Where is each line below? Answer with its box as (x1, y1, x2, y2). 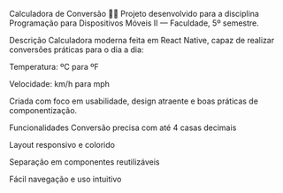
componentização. (9, 105, 78, 115)
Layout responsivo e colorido (9, 140, 115, 150)
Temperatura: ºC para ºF (9, 62, 99, 72)
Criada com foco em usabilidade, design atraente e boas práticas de (9, 96, 259, 106)
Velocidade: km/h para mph (9, 79, 111, 89)
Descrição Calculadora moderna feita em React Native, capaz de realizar (9, 35, 275, 45)
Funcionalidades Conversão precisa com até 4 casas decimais (9, 122, 237, 133)
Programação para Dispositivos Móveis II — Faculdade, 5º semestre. (9, 18, 259, 28)
